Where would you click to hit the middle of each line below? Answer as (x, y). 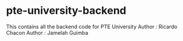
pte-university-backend (66, 11)
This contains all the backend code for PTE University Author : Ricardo (92, 27)
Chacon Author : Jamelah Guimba (47, 32)
